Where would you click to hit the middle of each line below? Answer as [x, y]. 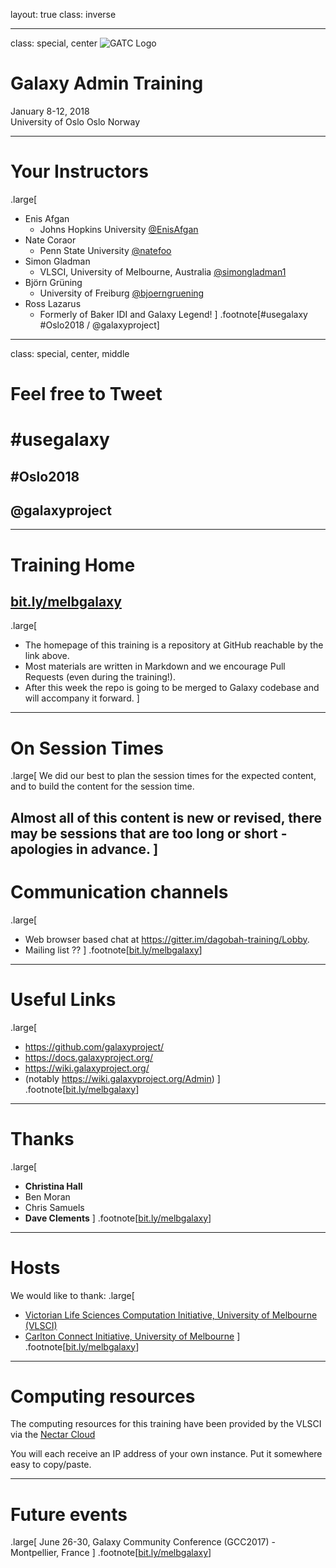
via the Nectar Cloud [53, 1435]
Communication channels [119, 891]
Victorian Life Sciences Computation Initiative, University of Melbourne [171, 1315]
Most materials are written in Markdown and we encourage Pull [155, 666]
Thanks [42, 1138]
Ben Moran [47, 1196]
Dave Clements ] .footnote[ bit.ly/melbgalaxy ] [118, 1218]
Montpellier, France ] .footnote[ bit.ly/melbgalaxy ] [111, 1553]
